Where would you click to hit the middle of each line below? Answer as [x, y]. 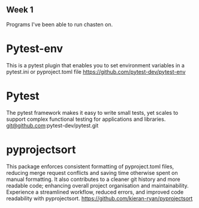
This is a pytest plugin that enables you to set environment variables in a [95, 65]
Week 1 [20, 10]
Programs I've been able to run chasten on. [59, 24]
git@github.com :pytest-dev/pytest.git [52, 125]
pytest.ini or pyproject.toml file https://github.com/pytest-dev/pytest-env [96, 72]
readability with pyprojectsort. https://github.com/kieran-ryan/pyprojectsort [99, 198]
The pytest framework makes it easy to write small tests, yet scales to [92, 112]
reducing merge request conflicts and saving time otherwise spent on [92, 173]
